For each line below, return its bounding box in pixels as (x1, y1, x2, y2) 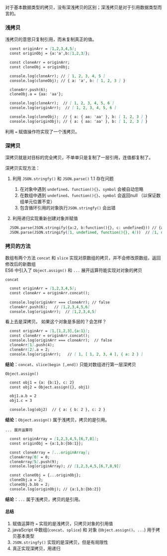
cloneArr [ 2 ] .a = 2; (9, 347, 50, 352)
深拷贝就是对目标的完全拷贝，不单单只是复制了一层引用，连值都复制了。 (5, 155, 153, 161)
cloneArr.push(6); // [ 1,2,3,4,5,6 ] (9, 304, 90, 309)
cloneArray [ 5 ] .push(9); (9, 459, 59, 464)
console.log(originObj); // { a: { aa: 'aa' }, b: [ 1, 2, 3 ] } (9, 119, 148, 124)
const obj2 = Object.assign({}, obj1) (9, 384, 90, 389)
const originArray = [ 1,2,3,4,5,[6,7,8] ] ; (9, 437, 99, 442)
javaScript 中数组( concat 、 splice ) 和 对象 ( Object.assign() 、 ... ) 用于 (12, 527, 156, 533)
